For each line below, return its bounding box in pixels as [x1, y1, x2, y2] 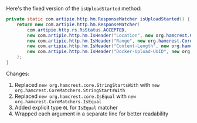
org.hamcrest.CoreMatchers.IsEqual [14, 99, 102, 104]
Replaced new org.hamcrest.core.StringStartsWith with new [14, 81, 160, 88]
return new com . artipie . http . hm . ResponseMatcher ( [16, 22, 141, 27]
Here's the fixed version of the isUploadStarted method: [6, 5, 142, 12]
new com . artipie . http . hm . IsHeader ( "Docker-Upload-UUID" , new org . [27, 49, 193, 55]
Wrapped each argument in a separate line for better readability [14, 110, 169, 117]
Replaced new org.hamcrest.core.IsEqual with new [14, 93, 136, 100]
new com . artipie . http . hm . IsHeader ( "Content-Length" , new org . [27, 43, 182, 49]
